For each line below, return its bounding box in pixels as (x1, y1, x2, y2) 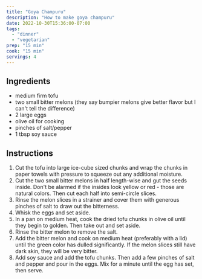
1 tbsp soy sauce (15, 130, 57, 138)
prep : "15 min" (6, 43, 45, 49)
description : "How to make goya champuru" (6, 14, 115, 21)
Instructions (6, 148, 53, 158)
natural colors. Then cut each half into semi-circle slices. (15, 190, 157, 197)
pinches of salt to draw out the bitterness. (15, 203, 120, 210)
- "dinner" (11, 31, 39, 37)
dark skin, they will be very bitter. (15, 248, 98, 255)
